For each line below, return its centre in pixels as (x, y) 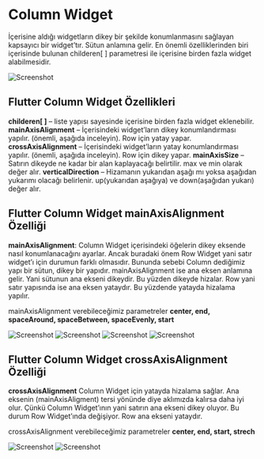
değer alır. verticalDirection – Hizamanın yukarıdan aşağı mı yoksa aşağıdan (132, 171)
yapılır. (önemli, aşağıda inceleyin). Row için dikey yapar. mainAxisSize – (126, 155)
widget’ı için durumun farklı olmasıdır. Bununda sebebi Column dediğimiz (127, 262)
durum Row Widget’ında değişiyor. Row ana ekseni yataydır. (106, 416)
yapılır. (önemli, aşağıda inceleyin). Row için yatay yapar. (100, 138)
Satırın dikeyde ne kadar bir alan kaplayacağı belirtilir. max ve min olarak (125, 163)
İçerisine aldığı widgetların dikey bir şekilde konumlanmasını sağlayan (121, 36)
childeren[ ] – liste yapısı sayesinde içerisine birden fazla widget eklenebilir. (131, 121)
